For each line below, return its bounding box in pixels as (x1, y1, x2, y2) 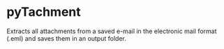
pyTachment (6, 4, 81, 20)
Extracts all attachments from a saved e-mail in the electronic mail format (6, 27, 217, 35)
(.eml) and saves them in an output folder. (6, 34, 127, 42)
